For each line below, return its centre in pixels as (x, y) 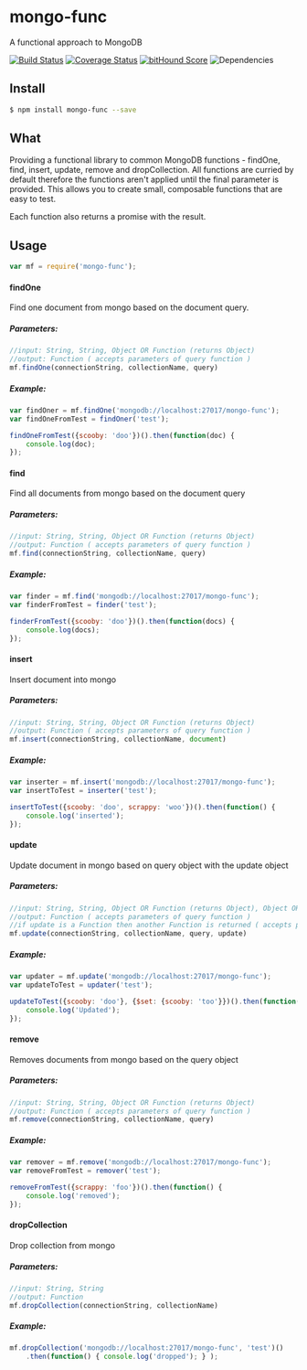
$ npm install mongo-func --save (73, 110)
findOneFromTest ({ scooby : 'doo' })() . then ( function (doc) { (122, 435)
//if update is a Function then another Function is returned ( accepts (151, 926)
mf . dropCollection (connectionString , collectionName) (114, 1305)
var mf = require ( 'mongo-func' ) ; (73, 267)
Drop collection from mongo (63, 1245)
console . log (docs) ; (63, 630)
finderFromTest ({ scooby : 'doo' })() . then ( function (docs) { (122, 621)
